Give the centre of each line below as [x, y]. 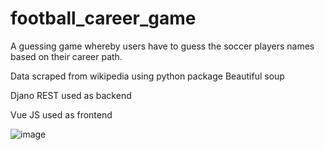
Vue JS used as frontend [61, 114]
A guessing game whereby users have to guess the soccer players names [162, 46]
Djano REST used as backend [71, 95]
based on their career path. [66, 56]
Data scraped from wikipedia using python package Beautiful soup [147, 76]
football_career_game [103, 18]
